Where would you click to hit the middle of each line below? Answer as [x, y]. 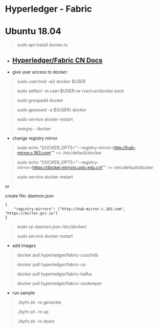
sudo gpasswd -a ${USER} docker [52, 110]
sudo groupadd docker [40, 100]
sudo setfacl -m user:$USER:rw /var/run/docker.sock [70, 91]
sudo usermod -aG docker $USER [51, 81]
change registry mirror [35, 138]
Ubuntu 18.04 [33, 31]
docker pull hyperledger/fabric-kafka [54, 274]
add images [24, 246]
